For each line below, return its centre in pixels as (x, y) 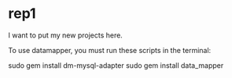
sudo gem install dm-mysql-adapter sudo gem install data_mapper (116, 65)
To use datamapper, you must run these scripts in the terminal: (110, 50)
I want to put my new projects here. (66, 35)
